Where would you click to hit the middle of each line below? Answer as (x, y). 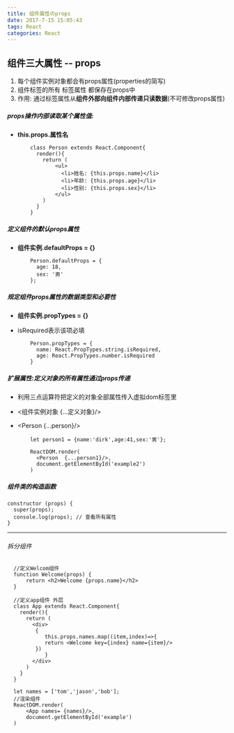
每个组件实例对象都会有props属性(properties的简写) (91, 81)
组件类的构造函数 (32, 486)
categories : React (34, 33)
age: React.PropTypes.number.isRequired (95, 356)
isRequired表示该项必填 (51, 330)
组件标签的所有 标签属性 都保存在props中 (76, 90)
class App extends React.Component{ (67, 606)
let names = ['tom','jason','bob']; (67, 692)
